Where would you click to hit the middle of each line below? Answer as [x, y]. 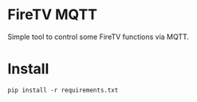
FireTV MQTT [52, 15]
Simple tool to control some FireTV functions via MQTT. [98, 37]
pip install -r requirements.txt [63, 90]
